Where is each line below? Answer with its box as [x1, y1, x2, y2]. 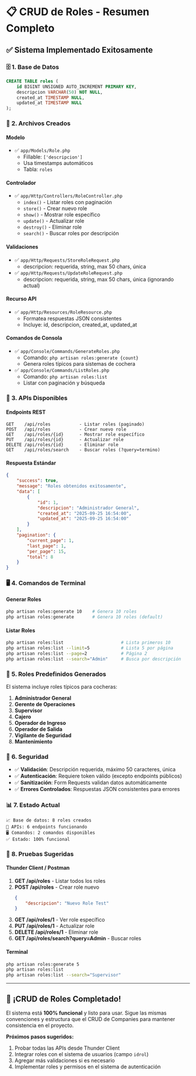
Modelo [6, 133, 25, 141]
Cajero [14, 713, 32, 720]
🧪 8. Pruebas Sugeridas [6, 850, 74, 858]
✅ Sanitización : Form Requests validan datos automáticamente [14, 779, 167, 786]
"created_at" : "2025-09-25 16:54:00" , [37, 510, 132, 516]
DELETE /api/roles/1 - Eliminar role [14, 929, 99, 936]
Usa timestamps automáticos [23, 160, 93, 167]
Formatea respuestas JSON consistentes [23, 315, 122, 322]
